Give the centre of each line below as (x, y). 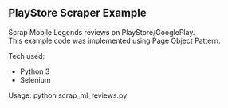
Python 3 (35, 71)
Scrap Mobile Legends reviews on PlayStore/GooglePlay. (102, 32)
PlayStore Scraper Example (77, 13)
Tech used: (27, 56)
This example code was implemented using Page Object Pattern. (114, 40)
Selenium (35, 79)
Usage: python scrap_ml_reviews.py (68, 95)
